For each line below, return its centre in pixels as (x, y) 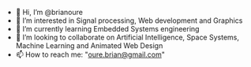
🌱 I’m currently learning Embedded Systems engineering (107, 29)
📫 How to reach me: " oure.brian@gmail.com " (90, 54)
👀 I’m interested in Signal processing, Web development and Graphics (129, 20)
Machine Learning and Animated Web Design (89, 46)
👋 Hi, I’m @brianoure (49, 12)
